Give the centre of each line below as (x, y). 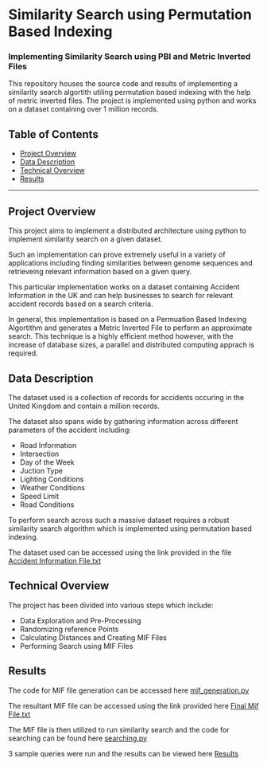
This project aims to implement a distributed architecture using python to (127, 231)
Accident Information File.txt (55, 560)
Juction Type (41, 470)
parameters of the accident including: (70, 430)
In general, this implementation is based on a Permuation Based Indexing (128, 320)
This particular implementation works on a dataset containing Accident (124, 287)
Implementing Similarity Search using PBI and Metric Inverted (130, 57)
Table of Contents (54, 134)
